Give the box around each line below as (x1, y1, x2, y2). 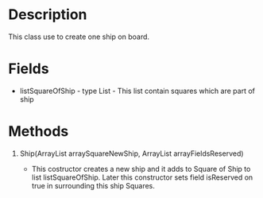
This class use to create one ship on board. (8, 32, 149, 41)
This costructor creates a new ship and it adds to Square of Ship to (31, 164, 251, 173)
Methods (8, 122, 69, 141)
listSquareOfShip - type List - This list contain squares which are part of (19, 86, 256, 95)
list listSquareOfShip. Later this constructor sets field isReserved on (31, 173, 253, 182)
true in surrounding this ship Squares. (31, 181, 155, 190)
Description (8, 6, 87, 24)
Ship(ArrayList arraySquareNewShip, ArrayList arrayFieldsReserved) (19, 149, 244, 158)
